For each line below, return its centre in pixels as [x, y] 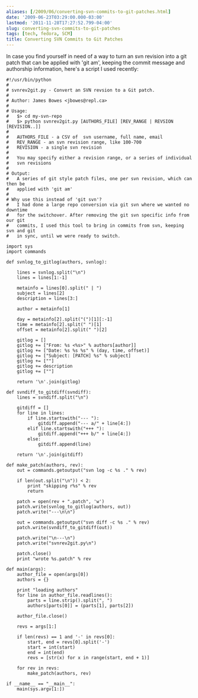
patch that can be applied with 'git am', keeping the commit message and [95, 62]
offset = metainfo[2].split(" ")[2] [62, 330]
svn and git [21, 231]
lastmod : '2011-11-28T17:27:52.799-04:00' [59, 23]
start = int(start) [52, 647]
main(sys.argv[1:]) [41, 689]
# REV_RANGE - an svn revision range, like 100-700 [74, 142]
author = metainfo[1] [43, 309]
